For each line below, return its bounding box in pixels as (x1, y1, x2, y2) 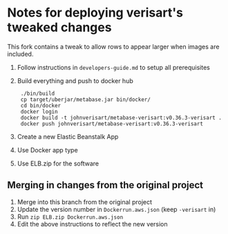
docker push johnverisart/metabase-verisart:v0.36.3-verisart (20, 120, 204, 127)
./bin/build (20, 90, 55, 97)
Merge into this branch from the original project (17, 197, 153, 206)
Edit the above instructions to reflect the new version (17, 219, 168, 228)
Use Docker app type (17, 145, 78, 154)
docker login (20, 108, 58, 115)
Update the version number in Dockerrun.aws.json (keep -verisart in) (17, 205, 216, 213)
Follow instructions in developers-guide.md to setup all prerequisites (17, 63, 211, 71)
